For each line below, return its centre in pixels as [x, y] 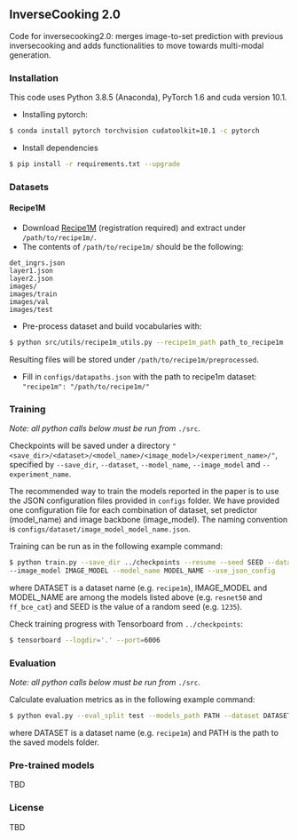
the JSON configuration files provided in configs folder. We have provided [145, 500]
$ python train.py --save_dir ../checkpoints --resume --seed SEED [137, 563]
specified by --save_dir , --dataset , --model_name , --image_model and [135, 465]
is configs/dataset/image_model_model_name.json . [100, 529]
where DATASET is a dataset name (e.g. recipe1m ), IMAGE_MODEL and [138, 588]
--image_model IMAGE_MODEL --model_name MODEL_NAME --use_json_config [142, 571]
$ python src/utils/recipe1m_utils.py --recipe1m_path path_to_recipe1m [146, 342]
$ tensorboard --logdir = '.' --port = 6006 [85, 640]
